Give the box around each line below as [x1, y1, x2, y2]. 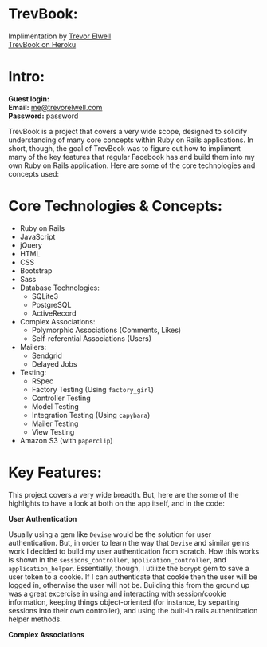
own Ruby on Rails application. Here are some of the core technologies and [8, 161, 256, 170]
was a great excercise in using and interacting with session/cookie [8, 589, 227, 598]
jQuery [19, 240, 42, 250]
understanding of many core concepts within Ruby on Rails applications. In [8, 135, 253, 145]
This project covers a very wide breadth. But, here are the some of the [8, 490, 239, 499]
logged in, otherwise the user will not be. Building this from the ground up [8, 580, 250, 589]
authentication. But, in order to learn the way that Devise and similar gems [8, 538, 250, 547]
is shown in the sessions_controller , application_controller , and [8, 554, 226, 564]
